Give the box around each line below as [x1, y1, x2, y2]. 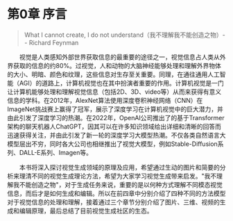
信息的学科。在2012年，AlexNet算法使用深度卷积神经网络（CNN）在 [7, 96, 203, 104]
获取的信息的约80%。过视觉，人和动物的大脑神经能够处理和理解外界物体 [12, 61, 222, 69]
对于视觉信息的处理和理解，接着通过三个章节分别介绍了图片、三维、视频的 [7, 197, 220, 206]
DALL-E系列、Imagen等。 [19, 148, 92, 156]
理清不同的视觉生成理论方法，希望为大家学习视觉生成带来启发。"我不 [19, 172, 217, 180]
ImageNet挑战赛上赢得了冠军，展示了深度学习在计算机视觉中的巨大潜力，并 [7, 105, 223, 113]
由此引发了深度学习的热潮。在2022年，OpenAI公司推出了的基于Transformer [7, 113, 225, 122]
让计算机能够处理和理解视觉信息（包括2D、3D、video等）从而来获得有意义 [7, 88, 222, 96]
